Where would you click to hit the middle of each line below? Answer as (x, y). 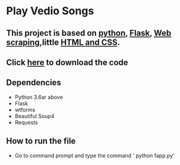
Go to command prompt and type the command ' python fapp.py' (95, 155)
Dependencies (34, 82)
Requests (26, 122)
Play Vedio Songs (50, 11)
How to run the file (41, 141)
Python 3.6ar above (39, 97)
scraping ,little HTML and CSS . (63, 42)
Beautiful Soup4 (34, 116)
